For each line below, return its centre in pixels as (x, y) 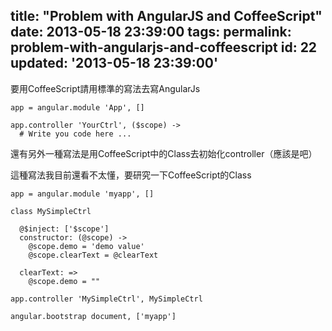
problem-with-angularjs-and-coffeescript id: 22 (164, 47)
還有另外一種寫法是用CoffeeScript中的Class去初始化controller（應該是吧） (164, 153)
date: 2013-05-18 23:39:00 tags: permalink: (151, 32)
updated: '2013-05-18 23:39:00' (114, 63)
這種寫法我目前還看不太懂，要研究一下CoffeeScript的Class (131, 175)
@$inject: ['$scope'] (64, 229)
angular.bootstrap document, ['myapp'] (93, 316)
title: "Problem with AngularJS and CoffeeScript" (166, 16)
